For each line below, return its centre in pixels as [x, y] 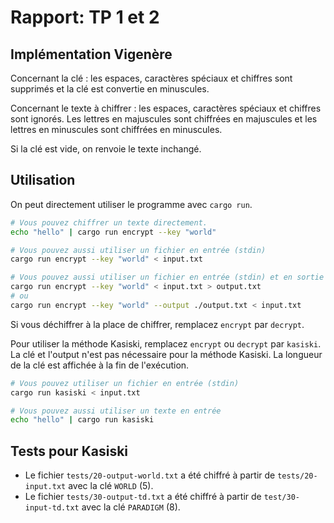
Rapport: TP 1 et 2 [85, 17]
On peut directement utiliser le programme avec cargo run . [131, 204]
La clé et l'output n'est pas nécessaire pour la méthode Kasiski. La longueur [166, 354]
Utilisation [43, 180]
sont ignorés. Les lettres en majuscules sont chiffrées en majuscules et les [164, 119]
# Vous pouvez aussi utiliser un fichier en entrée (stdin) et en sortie [167, 277]
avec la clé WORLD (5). [111, 486]
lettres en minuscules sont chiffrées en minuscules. [116, 129]
